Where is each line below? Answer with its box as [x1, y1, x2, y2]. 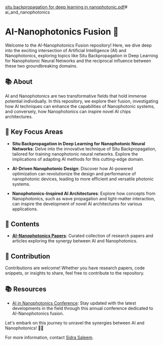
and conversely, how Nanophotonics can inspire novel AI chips [5, 108, 131, 114]
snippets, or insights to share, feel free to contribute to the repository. [5, 270, 145, 276]
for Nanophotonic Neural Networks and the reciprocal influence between [5, 58, 152, 64]
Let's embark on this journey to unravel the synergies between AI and [5, 320, 145, 326]
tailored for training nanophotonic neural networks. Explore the [12, 151, 138, 157]
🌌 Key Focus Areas [5, 128, 63, 136]
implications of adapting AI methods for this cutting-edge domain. [12, 156, 145, 162]
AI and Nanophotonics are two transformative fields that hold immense [5, 93, 147, 99]
